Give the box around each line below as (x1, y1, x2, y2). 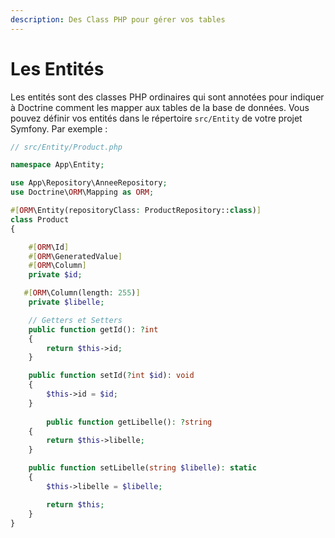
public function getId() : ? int (28, 324, 159, 335)
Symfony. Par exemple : (10, 122, 108, 135)
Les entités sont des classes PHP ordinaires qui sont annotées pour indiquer (10, 91, 325, 103)
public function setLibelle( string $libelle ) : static (28, 463, 257, 473)
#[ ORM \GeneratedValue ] (28, 251, 123, 261)
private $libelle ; (28, 297, 105, 308)
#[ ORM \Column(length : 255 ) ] (23, 288, 141, 298)
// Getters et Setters (28, 315, 123, 325)
